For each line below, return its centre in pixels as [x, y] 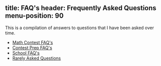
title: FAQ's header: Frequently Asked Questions [81, 8]
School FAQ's [26, 53]
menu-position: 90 [34, 16]
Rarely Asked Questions [36, 58]
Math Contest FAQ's [32, 42]
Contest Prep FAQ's [32, 48]
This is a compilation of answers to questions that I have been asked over [80, 28]
